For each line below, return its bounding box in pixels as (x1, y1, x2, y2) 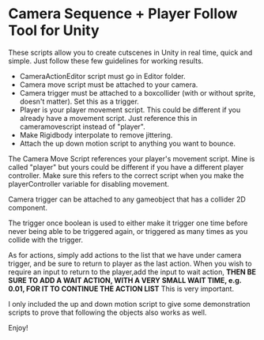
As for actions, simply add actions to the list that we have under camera (8, 250, 242, 259)
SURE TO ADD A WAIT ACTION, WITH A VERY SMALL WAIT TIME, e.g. (8, 275, 242, 285)
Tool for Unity (8, 21, 100, 40)
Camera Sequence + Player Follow (8, 5, 238, 23)
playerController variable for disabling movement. (8, 179, 170, 188)
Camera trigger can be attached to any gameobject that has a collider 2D (8, 195, 247, 204)
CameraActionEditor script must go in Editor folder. (19, 71, 186, 81)
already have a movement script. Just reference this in (19, 113, 198, 123)
